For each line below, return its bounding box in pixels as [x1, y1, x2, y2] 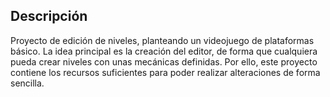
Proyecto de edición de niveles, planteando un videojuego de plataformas [10, 34, 315, 46]
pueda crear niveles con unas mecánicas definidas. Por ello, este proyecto [10, 55, 318, 68]
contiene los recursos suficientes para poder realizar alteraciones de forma [10, 66, 321, 78]
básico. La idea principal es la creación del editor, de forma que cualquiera [10, 45, 318, 57]
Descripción [10, 8, 88, 25]
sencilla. [10, 77, 45, 89]
